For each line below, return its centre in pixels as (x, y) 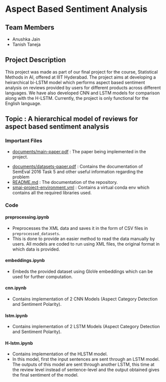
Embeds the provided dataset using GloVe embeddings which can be (83, 271)
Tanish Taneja (26, 44)
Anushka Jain (26, 39)
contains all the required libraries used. (52, 192)
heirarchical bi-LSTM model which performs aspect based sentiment (75, 82)
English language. (23, 103)
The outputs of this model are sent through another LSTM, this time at (83, 365)
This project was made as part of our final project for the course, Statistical (82, 72)
